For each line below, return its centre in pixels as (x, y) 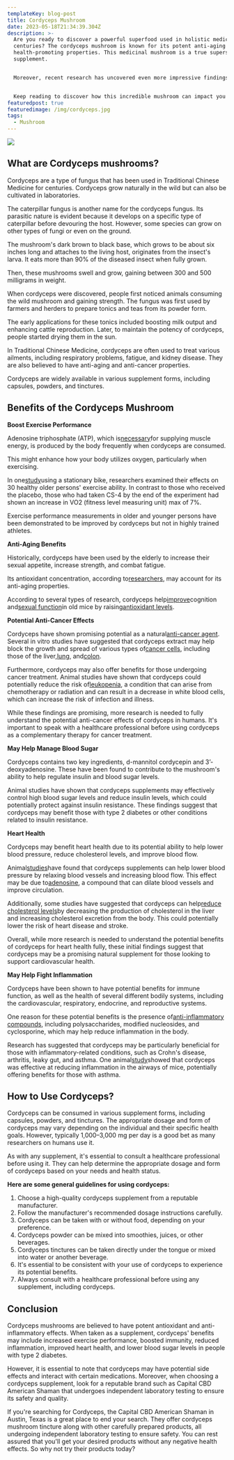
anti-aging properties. (38, 585)
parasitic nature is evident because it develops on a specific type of (104, 216)
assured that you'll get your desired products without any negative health (112, 1442)
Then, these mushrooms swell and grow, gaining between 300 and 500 (109, 272)
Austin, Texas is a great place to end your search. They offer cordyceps (110, 1420)
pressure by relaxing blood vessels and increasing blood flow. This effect (112, 875)
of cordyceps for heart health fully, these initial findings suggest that (106, 946)
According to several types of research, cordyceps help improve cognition (112, 599)
